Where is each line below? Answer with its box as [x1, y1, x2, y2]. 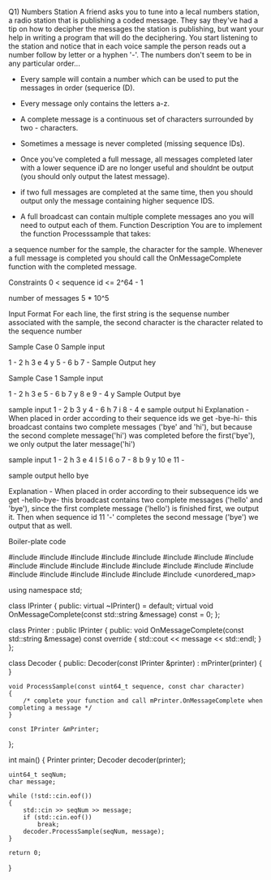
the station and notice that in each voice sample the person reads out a [8, 41, 247, 51]
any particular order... [8, 58, 81, 68]
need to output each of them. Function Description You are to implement [19, 221, 262, 230]
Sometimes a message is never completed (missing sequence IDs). [19, 139, 245, 148]
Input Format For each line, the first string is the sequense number [8, 309, 230, 319]
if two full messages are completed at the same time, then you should [19, 187, 253, 197]
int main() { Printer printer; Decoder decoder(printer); [8, 755, 187, 765]
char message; [8, 778, 57, 786]
